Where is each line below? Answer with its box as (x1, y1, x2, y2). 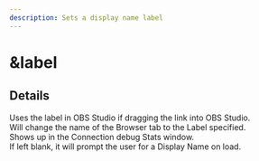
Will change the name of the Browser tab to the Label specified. (9, 121, 246, 132)
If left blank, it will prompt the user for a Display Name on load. (9, 141, 242, 152)
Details (9, 88, 50, 104)
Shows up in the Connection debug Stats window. (9, 131, 195, 142)
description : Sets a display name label (9, 13, 164, 23)
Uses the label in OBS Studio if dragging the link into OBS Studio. (9, 112, 251, 123)
